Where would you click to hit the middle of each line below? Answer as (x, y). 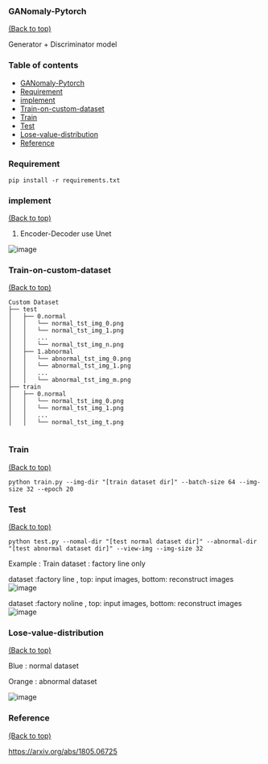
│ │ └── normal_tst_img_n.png (66, 345)
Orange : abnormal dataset (53, 682)
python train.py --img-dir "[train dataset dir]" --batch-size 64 (122, 482)
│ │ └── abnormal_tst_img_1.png (70, 366)
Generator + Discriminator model (63, 44)
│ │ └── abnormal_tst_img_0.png (70, 359)
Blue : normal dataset (43, 666)
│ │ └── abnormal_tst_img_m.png (70, 380)
